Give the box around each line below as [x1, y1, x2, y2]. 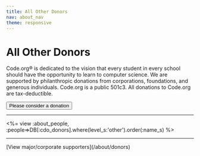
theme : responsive [6, 20, 52, 26]
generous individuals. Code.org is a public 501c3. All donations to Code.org [6, 84, 191, 91]
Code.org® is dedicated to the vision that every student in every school [6, 65, 180, 72]
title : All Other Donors [6, 8, 68, 15]
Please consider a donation [9, 103, 70, 109]
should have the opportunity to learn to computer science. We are [6, 71, 168, 78]
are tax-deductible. [6, 90, 53, 97]
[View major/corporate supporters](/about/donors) [6, 144, 131, 151]
